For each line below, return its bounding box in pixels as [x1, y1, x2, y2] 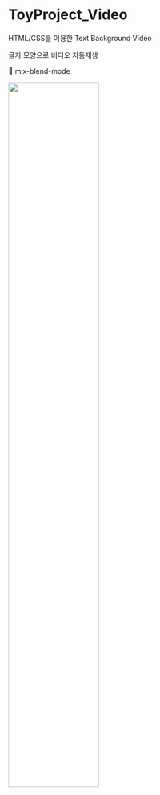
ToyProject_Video [8, 6, 128, 24]
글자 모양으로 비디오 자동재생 [8, 50, 98, 59]
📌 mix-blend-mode [8, 66, 70, 75]
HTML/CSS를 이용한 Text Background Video [8, 33, 152, 43]
